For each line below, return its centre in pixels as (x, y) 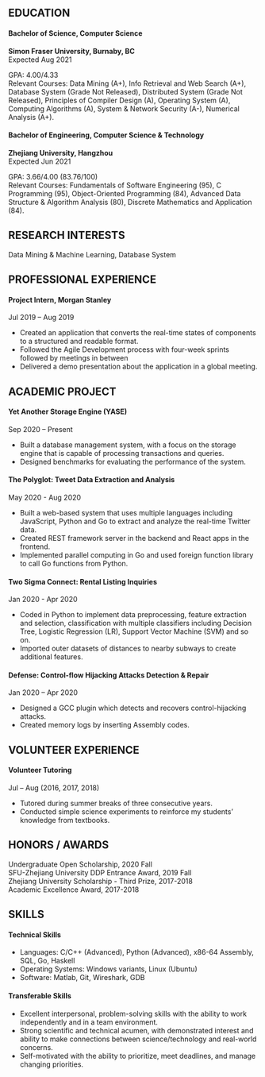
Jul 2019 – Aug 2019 (41, 318)
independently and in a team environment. (89, 1022)
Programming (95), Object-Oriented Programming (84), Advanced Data (125, 193)
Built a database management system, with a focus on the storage (128, 445)
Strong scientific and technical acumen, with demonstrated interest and (136, 1030)
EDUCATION (39, 13)
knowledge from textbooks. (65, 820)
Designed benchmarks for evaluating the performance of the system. (132, 461)
